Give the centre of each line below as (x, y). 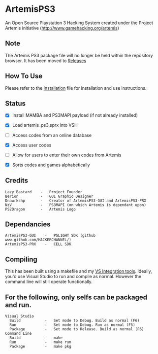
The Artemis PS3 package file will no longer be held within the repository (79, 55)
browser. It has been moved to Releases (46, 61)
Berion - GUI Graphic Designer (49, 196)
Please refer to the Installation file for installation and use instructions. (76, 88)
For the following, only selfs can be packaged (76, 297)
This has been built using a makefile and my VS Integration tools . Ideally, (79, 271)
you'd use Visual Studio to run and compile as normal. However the (73, 277)
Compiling (21, 259)
